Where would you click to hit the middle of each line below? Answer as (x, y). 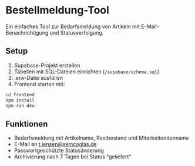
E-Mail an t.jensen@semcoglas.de (55, 144)
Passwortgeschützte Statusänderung (59, 151)
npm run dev (20, 106)
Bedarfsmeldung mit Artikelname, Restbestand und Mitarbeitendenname (101, 138)
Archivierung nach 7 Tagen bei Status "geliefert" (73, 157)
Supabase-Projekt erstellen (47, 65)
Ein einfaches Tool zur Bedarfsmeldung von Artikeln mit (73, 26)
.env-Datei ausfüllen (38, 77)
